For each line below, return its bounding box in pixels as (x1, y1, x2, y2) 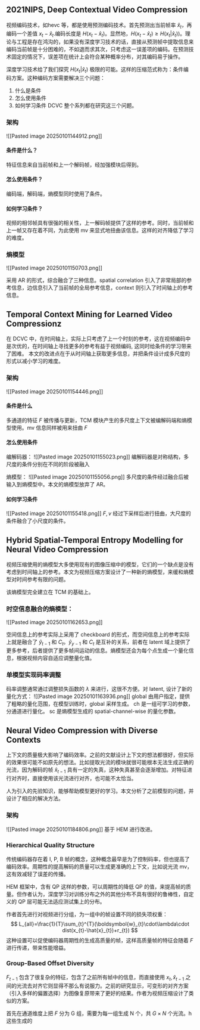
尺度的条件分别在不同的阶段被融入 (6, 460, 90, 467)
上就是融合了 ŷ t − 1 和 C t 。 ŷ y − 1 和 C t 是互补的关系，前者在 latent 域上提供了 (6, 638, 191, 647)
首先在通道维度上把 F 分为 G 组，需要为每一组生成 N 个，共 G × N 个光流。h (6, 1010, 192, 1017)
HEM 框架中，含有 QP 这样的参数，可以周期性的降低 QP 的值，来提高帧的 (6, 883, 186, 890)
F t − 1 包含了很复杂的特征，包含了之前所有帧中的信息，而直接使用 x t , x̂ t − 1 (6, 973, 185, 982)
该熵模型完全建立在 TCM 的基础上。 (6, 588, 94, 595)
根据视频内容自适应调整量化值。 (16, 654, 95, 662)
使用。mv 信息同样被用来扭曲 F (11, 424, 88, 431)
